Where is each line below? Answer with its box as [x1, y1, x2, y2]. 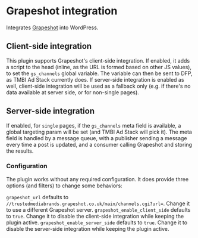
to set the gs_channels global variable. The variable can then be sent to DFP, [6, 70, 193, 77]
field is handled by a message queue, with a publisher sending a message [6, 134, 187, 141]
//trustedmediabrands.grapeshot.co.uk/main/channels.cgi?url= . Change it [6, 200, 190, 207]
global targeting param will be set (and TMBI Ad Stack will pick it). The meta [6, 128, 192, 135]
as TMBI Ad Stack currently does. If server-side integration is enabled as [6, 76, 184, 83]
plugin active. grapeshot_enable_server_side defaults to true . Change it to [6, 219, 188, 226]
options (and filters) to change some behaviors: [6, 182, 123, 189]
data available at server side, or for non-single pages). [6, 88, 140, 96]
